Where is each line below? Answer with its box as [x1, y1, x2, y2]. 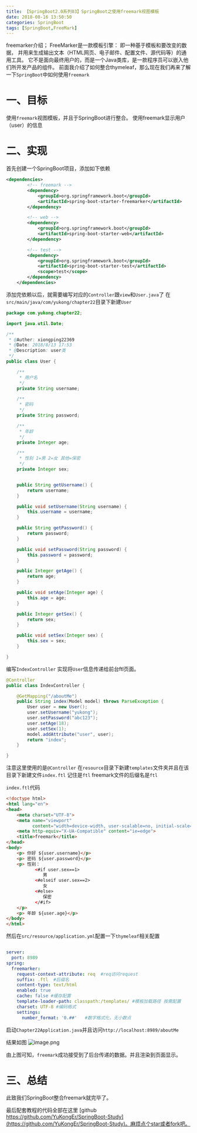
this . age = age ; [27, 595, 67, 601]
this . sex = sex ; [27, 638, 67, 644]
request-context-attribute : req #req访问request [16, 971, 139, 977]
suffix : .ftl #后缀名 [16, 976, 69, 983]
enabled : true [16, 987, 51, 993]
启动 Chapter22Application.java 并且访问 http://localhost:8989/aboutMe [6, 1026, 179, 1033]
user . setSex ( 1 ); [27, 726, 67, 732]
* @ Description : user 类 [8, 347, 66, 354]
